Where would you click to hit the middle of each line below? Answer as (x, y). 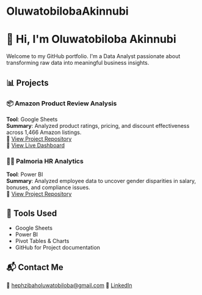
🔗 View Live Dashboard (36, 145)
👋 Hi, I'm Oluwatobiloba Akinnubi (91, 39)
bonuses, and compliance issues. (48, 187)
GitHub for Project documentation (58, 247)
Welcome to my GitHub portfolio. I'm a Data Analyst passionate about (93, 56)
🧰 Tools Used (32, 213)
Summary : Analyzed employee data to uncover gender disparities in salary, (101, 181)
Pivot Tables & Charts (42, 241)
